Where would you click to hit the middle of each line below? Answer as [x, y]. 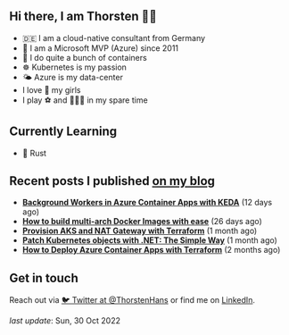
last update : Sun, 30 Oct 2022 [65, 321]
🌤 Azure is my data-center [72, 77]
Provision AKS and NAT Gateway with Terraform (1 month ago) [140, 231]
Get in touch [44, 278]
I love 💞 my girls [51, 89]
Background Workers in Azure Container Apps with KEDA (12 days [147, 203]
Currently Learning [63, 132]
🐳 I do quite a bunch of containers [84, 57]
